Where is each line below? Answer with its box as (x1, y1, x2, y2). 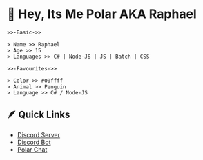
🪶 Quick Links (7, 109, 70, 121)
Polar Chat (17, 145, 48, 154)
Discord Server (17, 130, 61, 139)
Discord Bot (17, 138, 51, 146)
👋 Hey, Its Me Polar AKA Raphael (7, 6, 197, 22)
